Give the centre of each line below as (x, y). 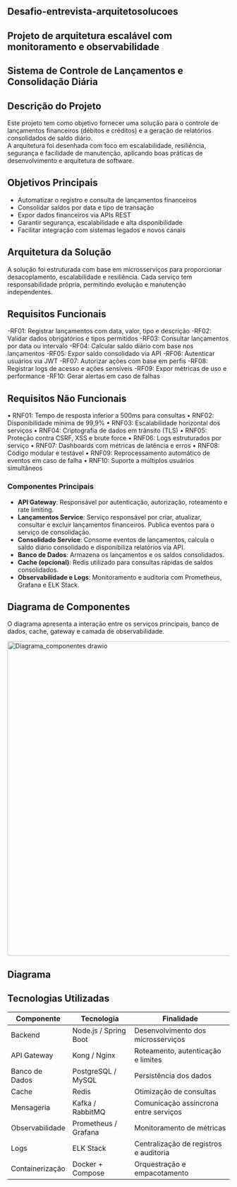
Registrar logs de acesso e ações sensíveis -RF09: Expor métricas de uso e (117, 369)
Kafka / (84, 1103)
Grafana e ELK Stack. (48, 585)
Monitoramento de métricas (180, 1128)
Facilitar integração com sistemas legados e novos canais (101, 230)
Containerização (38, 1169)
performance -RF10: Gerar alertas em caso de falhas (84, 376)
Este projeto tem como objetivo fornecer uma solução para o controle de (113, 122)
